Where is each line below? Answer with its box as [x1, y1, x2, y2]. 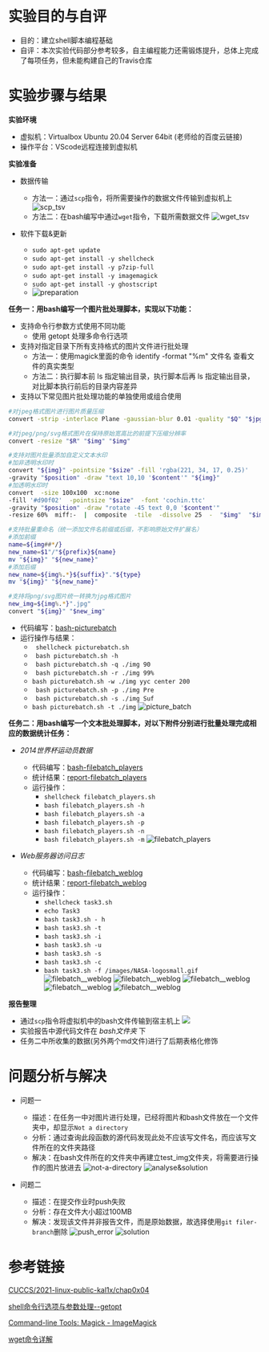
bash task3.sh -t [43, 924, 102, 932]
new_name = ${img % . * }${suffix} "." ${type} [8, 570, 142, 578]
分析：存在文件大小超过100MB [31, 1207, 132, 1216]
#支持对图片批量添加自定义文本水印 [8, 451, 108, 460]
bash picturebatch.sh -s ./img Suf [35, 694, 155, 703]
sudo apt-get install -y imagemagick [31, 272, 159, 280]
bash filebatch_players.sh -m [43, 835, 145, 843]
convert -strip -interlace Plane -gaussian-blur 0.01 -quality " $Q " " [8, 415, 249, 423]
